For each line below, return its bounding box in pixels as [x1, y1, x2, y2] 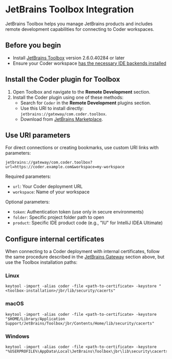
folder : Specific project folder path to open [12, 214, 104, 221]
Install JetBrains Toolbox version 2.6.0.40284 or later [12, 55, 125, 61]
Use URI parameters [5, 131, 71, 139]
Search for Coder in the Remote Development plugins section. [20, 99, 151, 106]
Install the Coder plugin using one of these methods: [12, 94, 124, 100]
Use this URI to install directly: [20, 105, 84, 111]
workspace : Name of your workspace [12, 189, 90, 195]
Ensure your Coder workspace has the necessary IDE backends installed [12, 60, 166, 66]
